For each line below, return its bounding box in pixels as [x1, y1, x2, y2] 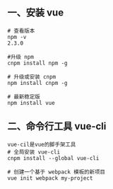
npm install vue [7, 99, 55, 106]
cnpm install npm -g [7, 59, 69, 67]
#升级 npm [7, 53, 34, 60]
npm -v [7, 33, 27, 40]
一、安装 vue [7, 6, 64, 19]
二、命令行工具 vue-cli [7, 120, 107, 132]
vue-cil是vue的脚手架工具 [7, 141, 76, 148]
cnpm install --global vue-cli [7, 154, 100, 161]
